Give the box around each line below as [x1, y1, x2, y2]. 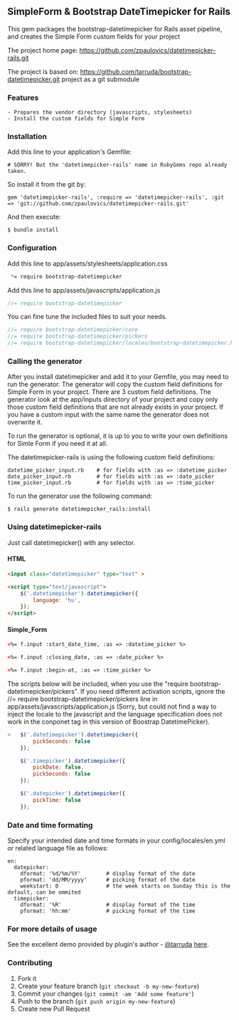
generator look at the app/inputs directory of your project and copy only [7, 395, 218, 404]
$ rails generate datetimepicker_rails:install [7, 506, 152, 513]
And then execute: [7, 213, 61, 222]
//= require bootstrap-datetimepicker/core [7, 326, 139, 333]
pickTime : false [33, 796, 81, 803]
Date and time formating [7, 820, 93, 830]
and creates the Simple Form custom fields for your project [7, 32, 180, 41]
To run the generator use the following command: [7, 491, 153, 501]
